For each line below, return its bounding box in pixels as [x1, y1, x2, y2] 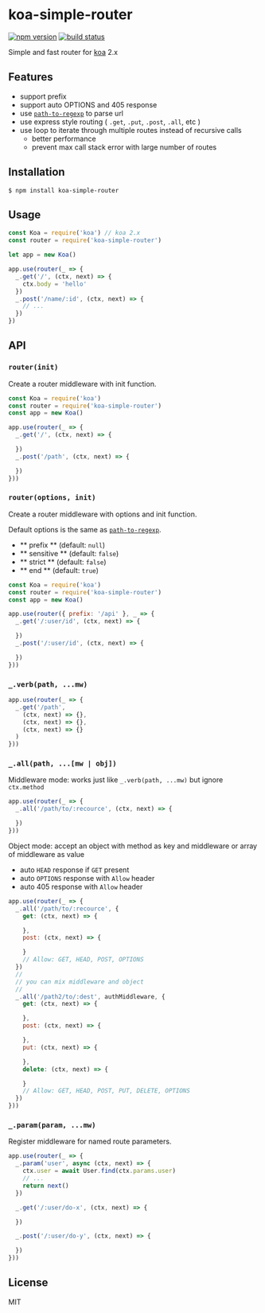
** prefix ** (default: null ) [19, 540, 106, 550]
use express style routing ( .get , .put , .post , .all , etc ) [19, 117, 201, 127]
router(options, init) [8, 493, 96, 502]
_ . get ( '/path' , [15, 703, 66, 711]
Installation [8, 166, 65, 179]
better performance [31, 134, 97, 143]
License [8, 1276, 49, 1290]
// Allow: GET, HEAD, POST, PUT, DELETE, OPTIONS [22, 1087, 191, 1095]
